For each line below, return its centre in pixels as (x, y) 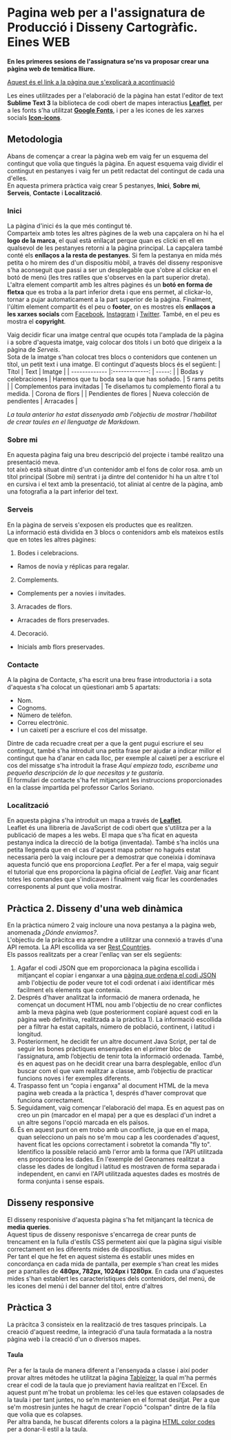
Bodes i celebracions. (48, 552)
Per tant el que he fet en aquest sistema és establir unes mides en (101, 1256)
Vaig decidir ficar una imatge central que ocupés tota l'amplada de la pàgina (115, 335)
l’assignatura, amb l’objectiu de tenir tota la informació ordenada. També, (120, 1056)
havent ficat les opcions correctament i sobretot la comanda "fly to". (114, 1144)
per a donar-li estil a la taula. (48, 1429)
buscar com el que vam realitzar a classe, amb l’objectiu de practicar (115, 1071)
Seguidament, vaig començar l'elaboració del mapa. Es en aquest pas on (121, 1108)
